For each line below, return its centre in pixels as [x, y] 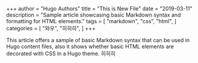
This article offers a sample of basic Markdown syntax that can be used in [98, 40]
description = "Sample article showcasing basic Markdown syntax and [94, 15]
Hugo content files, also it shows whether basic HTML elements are [90, 46]
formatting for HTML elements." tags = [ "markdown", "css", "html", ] [91, 21]
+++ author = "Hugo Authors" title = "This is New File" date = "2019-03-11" [99, 9]
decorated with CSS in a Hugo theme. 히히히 [61, 53]
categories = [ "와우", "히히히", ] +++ [51, 28]
